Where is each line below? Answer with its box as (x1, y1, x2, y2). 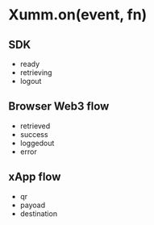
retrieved (19, 121, 51, 131)
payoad (19, 200, 46, 210)
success (19, 129, 48, 139)
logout (19, 77, 42, 85)
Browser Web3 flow (8, 99, 110, 114)
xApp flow (8, 170, 61, 184)
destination (19, 208, 58, 219)
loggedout (19, 138, 55, 148)
